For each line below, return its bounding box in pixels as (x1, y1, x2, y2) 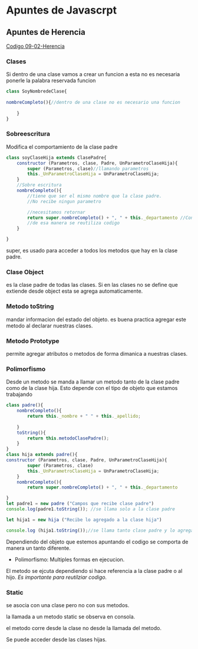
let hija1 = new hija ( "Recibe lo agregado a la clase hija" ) (6, 517, 162, 523)
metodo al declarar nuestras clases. (6, 322, 93, 329)
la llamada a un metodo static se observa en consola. (6, 613, 136, 620)
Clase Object (6, 268, 44, 276)
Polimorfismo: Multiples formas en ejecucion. (14, 556, 125, 563)
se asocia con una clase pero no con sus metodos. (6, 601, 130, 608)
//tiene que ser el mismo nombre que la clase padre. (27, 193, 162, 199)
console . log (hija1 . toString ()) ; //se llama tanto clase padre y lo (6, 527, 176, 533)
